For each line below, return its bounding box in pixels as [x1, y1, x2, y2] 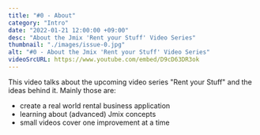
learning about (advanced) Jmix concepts [19, 109, 156, 118]
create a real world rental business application [19, 100, 171, 111]
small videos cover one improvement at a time [19, 118, 170, 127]
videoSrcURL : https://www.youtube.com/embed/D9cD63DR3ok [8, 56, 200, 64]
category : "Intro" [8, 19, 69, 27]
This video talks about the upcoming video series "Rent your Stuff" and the [8, 77, 253, 87]
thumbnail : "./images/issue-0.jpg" [8, 41, 126, 49]
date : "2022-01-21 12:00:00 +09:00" [8, 26, 129, 34]
